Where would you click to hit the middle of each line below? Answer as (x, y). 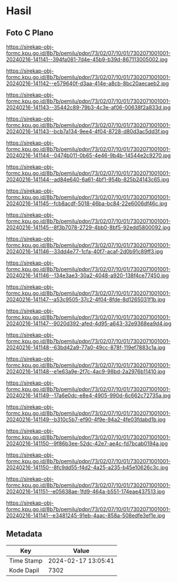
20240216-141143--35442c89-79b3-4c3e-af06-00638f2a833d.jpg (88, 107)
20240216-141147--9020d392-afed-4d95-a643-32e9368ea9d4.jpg (89, 323)
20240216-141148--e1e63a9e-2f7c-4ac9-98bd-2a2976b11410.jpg (86, 371)
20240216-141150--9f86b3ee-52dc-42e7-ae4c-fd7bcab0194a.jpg (87, 443)
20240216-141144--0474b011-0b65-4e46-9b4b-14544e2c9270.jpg (88, 155)
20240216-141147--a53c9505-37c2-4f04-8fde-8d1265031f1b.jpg (86, 299)
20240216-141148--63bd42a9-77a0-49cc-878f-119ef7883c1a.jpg (86, 347)
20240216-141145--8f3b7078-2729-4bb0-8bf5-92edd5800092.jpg (88, 227)
